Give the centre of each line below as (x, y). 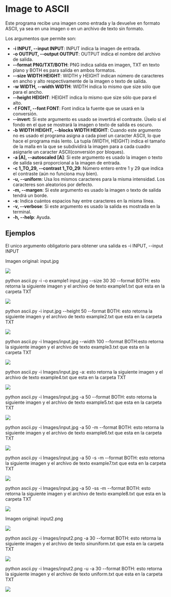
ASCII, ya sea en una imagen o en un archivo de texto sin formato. (75, 28)
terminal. (22, 212)
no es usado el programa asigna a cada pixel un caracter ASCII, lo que (87, 135)
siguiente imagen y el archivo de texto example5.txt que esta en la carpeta (83, 402)
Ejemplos (20, 233)
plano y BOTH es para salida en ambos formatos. (64, 70)
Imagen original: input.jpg (32, 261)
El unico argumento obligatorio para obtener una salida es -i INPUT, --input (84, 245)
